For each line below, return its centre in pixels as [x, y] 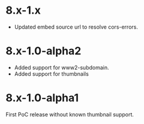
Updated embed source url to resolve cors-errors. [76, 27]
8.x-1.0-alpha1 [42, 98]
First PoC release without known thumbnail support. [70, 114]
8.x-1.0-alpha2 [43, 51]
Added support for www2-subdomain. [61, 67]
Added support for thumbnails [52, 74]
